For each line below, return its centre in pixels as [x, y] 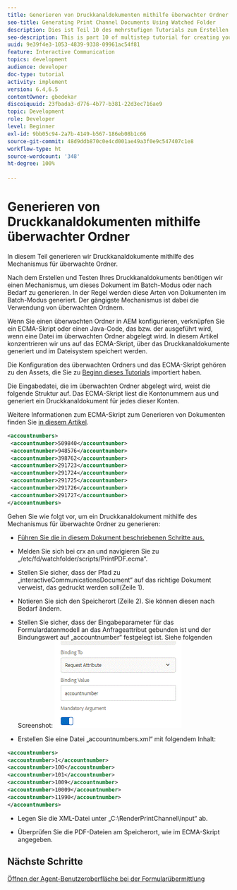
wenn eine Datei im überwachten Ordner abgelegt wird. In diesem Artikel [113, 336]
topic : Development [36, 112]
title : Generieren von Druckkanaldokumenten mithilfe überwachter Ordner [118, 15]
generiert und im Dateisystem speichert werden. [78, 351]
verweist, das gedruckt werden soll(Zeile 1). [81, 587]
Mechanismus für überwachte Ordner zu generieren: [84, 524]
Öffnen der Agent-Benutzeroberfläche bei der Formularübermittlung [106, 879]
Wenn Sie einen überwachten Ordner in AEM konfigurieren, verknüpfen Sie [116, 321]
